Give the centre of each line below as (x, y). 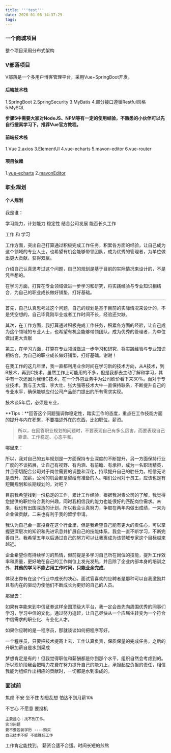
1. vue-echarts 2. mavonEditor (36, 173)
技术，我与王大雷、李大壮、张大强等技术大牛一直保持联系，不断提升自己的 (88, 385)
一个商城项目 (21, 38)
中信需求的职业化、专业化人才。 (39, 619)
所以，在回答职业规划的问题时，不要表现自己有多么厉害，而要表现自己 (91, 430)
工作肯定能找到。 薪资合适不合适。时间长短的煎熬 (57, 745)
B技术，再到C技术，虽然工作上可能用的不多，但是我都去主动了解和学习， (82, 372)
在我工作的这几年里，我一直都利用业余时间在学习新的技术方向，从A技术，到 (85, 366)
